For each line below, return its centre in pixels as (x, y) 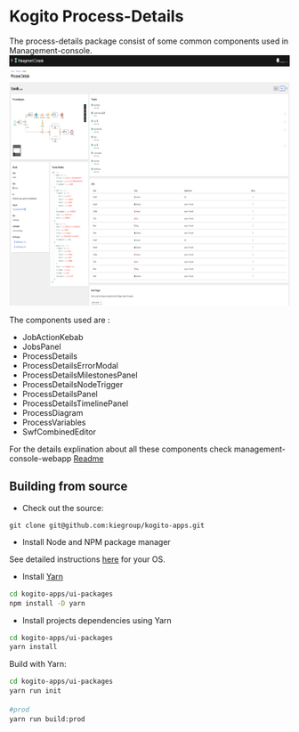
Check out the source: (63, 508)
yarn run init (36, 691)
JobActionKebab (53, 337)
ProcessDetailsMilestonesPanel (80, 375)
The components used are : (60, 320)
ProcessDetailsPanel (60, 394)
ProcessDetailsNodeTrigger (73, 384)
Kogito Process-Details (97, 16)
